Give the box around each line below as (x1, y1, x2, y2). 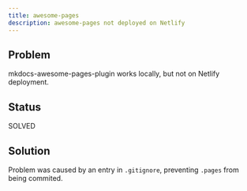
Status (8, 100, 42, 114)
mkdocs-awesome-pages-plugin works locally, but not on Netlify (8, 69, 220, 79)
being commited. (8, 173, 63, 182)
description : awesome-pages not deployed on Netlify (8, 19, 185, 27)
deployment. (8, 77, 49, 87)
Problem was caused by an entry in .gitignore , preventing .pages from (8, 165, 239, 174)
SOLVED (8, 122, 36, 131)
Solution (8, 144, 51, 158)
